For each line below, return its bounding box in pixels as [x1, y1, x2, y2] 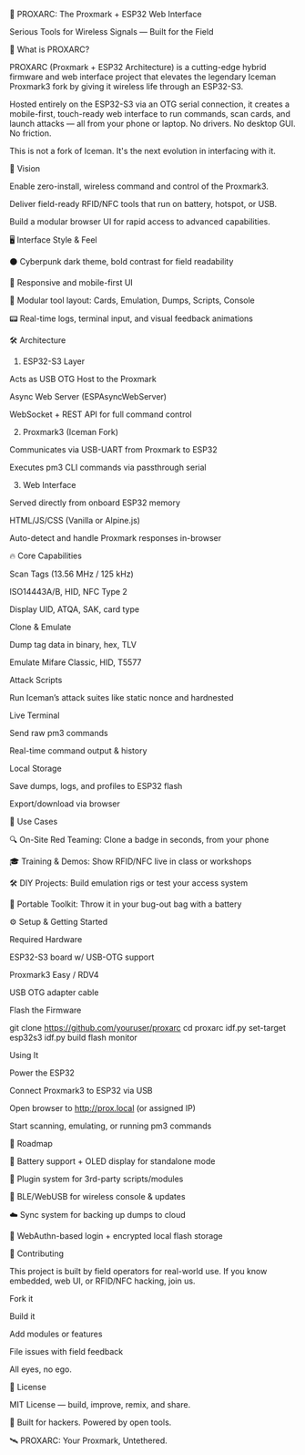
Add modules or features [9, 1328, 103, 1339]
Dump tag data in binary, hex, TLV [9, 639, 137, 650]
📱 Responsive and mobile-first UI [9, 277, 134, 287]
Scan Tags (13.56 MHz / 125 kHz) [9, 568, 134, 579]
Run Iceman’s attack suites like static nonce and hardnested [9, 692, 234, 702]
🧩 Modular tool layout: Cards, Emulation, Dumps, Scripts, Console [9, 295, 255, 306]
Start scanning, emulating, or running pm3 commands [9, 1120, 212, 1131]
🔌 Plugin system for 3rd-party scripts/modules [9, 1173, 184, 1184]
